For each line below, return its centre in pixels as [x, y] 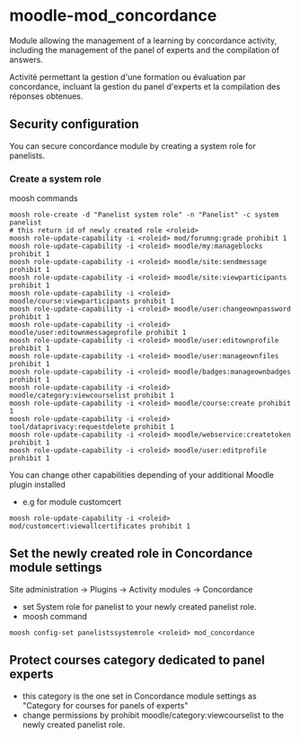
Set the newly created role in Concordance [131, 554]
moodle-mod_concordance [113, 16]
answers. [26, 59]
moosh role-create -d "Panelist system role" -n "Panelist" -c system [144, 215]
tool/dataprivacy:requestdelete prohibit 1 [92, 427]
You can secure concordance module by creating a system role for [132, 145]
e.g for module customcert [71, 502]
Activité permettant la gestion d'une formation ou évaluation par [128, 76]
